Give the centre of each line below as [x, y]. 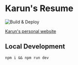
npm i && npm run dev [27, 58]
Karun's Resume [39, 8]
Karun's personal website [31, 31]
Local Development [35, 47]
